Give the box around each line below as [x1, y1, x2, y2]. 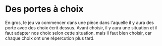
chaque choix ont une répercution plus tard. [5, 35, 95, 41]
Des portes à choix [5, 3, 84, 15]
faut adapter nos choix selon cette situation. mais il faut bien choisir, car [5, 30, 152, 36]
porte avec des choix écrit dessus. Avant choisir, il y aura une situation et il [5, 24, 158, 30]
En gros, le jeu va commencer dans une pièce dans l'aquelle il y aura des [5, 20, 154, 25]
